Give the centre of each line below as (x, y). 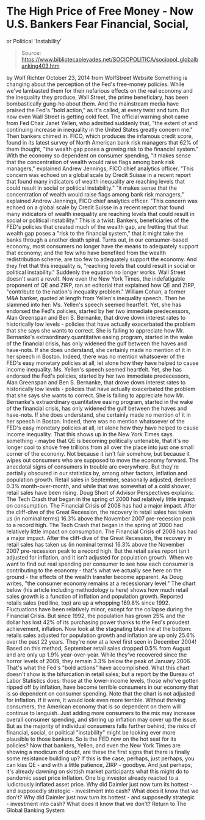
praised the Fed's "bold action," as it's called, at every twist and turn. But (98, 110)
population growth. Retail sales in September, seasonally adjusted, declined (101, 480)
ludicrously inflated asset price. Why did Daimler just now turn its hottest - (99, 784)
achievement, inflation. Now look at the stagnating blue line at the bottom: (99, 628)
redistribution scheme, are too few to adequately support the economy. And (102, 259)
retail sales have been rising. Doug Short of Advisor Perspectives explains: (100, 492)
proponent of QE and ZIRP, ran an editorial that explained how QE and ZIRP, (101, 285)
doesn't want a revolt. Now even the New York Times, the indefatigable (96, 278)
